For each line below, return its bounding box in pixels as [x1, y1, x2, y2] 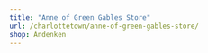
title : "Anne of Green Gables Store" [9, 13, 151, 22]
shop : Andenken [9, 30, 67, 39]
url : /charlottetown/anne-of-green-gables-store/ [9, 22, 200, 31]
